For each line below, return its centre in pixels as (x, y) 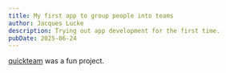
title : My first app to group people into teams (91, 16)
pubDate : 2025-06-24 (43, 38)
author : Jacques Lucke (46, 23)
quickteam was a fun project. (56, 61)
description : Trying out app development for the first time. (114, 30)
